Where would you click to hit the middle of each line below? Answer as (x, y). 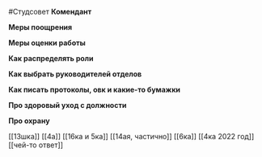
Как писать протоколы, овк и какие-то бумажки (94, 89)
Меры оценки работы (47, 43)
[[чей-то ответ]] (36, 145)
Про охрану (29, 121)
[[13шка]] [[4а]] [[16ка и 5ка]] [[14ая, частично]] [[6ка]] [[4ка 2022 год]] (131, 136)
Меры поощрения (40, 27)
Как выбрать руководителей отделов (75, 74)
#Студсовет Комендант (50, 12)
